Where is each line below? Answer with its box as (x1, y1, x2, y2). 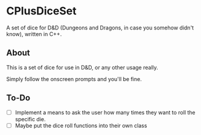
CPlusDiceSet (6, 4, 77, 18)
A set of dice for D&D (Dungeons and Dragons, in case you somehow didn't (6, 24, 194, 31)
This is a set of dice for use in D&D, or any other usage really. (6, 64, 159, 71)
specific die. (14, 115, 46, 122)
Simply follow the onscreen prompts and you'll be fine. (6, 75, 142, 82)
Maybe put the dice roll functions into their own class (14, 122, 147, 129)
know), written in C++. (6, 30, 62, 37)
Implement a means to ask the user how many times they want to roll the (14, 109, 196, 116)
